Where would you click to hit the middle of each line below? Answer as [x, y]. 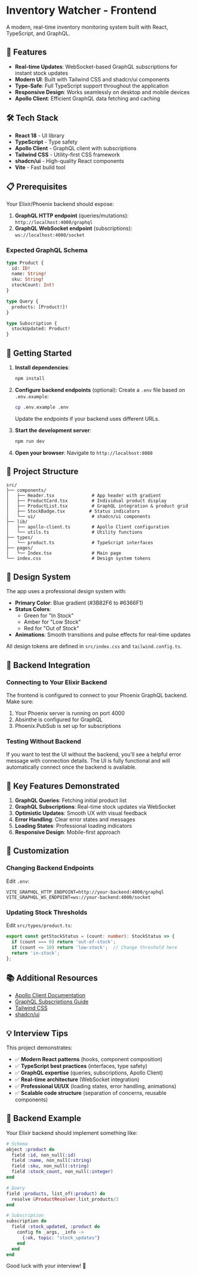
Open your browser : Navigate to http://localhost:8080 [84, 453]
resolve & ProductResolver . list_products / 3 [65, 1199]
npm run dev [30, 441]
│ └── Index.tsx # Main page [64, 553]
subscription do [26, 1221]
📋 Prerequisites [37, 186]
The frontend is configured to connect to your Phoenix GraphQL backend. [97, 695]
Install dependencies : [42, 367]
